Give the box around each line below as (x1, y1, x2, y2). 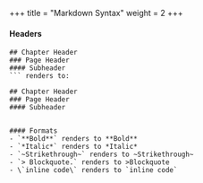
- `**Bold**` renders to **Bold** (9, 135, 139, 144)
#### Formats (9, 126, 58, 135)
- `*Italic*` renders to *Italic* (9, 143, 139, 152)
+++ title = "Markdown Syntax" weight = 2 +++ (9, 8, 183, 18)
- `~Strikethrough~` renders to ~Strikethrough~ (9, 150, 194, 160)
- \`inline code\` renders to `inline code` (9, 166, 178, 175)
